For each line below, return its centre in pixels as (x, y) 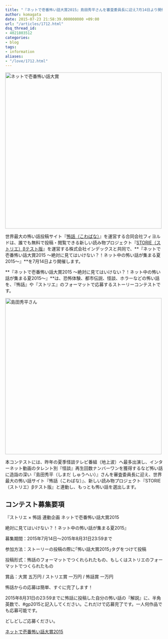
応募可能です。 (24, 610)
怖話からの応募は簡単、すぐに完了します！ (49, 587)
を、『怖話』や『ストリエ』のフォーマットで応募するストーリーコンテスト (81, 284)
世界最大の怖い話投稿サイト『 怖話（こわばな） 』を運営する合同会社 (74, 236)
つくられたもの (38, 566)
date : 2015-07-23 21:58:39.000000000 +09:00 (52, 19)
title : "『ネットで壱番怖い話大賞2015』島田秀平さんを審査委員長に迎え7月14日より (81, 10)
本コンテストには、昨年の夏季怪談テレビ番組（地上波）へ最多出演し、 (77, 462)
